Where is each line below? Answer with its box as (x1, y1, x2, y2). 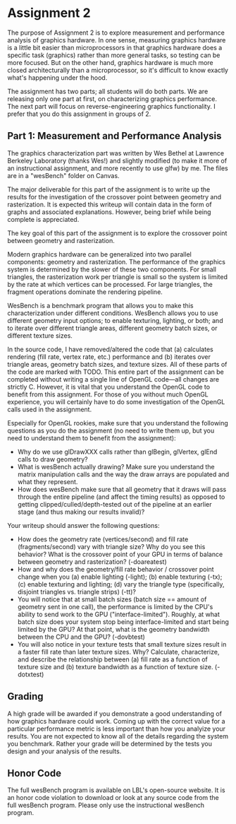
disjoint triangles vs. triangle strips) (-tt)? (17, 587, 136, 596)
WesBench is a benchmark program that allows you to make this (7, 301, 194, 310)
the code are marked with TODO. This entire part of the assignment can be (7, 367, 224, 376)
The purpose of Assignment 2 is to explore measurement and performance (7, 28, 225, 37)
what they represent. (17, 477, 78, 485)
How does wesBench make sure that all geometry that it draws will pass (17, 485, 227, 493)
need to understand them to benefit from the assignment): (7, 433, 176, 442)
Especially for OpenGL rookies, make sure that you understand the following (7, 418, 229, 427)
